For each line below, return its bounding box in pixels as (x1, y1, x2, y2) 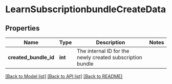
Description (96, 39, 125, 46)
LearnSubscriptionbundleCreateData (5, 4, 166, 15)
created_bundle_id (8, 54, 55, 61)
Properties (5, 24, 40, 33)
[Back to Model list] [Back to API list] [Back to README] (5, 73, 123, 79)
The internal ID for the (76, 47, 130, 54)
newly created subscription (76, 54, 142, 61)
